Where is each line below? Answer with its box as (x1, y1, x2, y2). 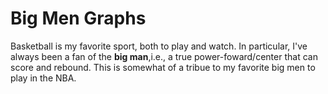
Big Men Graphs (10, 7, 147, 30)
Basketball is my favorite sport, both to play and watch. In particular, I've (10, 40, 308, 52)
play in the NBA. (10, 72, 77, 84)
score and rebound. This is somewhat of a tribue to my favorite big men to (10, 61, 316, 73)
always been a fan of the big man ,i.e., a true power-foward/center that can (10, 50, 318, 62)
